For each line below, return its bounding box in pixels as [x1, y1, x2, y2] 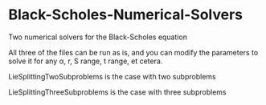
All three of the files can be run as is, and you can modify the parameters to [8, 47, 259, 57]
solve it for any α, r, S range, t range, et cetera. [8, 56, 163, 66]
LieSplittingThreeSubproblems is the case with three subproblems [8, 87, 227, 97]
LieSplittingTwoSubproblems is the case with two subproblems [8, 71, 216, 81]
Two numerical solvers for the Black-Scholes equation [8, 32, 187, 42]
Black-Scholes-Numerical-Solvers [8, 6, 243, 24]
